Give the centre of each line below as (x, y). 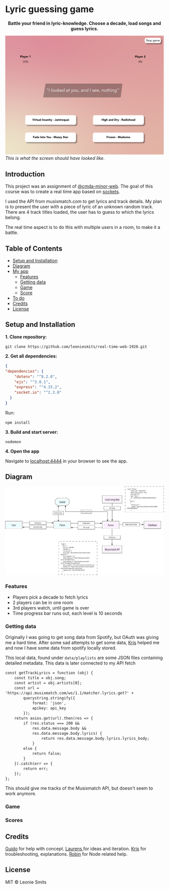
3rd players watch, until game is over (51, 608)
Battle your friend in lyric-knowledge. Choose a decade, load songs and (84, 23)
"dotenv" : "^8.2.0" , (36, 377)
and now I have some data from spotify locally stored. (61, 648)
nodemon (13, 442)
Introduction (25, 174)
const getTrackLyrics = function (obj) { (49, 673)
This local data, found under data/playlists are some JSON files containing (84, 658)
